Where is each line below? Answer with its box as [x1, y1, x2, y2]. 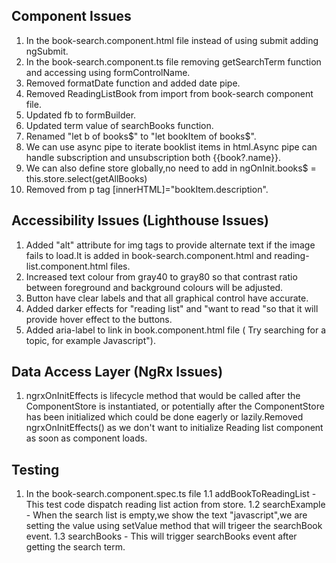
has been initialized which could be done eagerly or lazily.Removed [25, 411, 304, 423]
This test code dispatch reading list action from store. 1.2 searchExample [25, 499, 326, 511]
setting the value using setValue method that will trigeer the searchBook [25, 520, 323, 532]
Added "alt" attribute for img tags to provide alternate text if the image [25, 239, 316, 251]
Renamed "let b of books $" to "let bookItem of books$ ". [25, 130, 257, 142]
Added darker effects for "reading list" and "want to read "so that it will [25, 302, 319, 314]
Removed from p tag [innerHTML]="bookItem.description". [25, 183, 269, 195]
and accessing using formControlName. [25, 66, 191, 78]
